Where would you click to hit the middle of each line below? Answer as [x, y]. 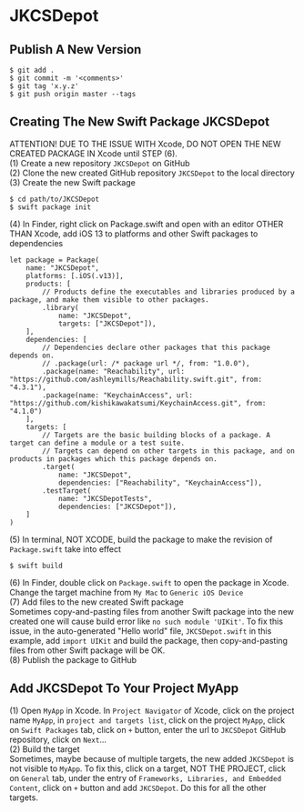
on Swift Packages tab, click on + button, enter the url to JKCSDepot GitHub [148, 729]
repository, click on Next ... [58, 739]
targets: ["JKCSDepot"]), [107, 324]
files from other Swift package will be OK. [87, 650]
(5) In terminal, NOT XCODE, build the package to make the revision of [141, 539]
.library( [61, 307]
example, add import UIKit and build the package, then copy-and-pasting [149, 640]
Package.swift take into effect [65, 549]
